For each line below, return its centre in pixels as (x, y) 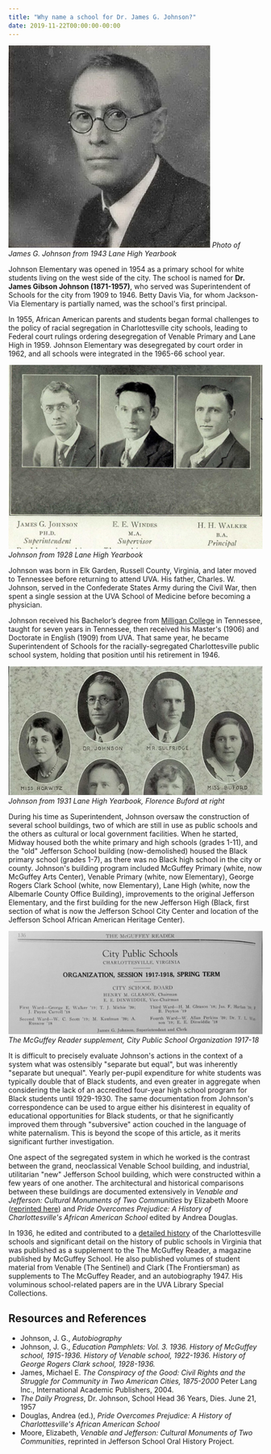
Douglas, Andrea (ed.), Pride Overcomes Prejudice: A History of (126, 1415)
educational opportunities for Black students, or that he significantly (121, 1115)
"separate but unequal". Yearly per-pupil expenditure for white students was (135, 1072)
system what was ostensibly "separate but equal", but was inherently (123, 1064)
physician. (25, 605)
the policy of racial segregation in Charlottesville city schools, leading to (128, 328)
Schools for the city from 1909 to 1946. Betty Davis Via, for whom (117, 294)
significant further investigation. (61, 1141)
